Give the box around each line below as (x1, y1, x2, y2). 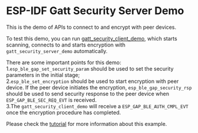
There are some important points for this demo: (6, 59, 121, 66)
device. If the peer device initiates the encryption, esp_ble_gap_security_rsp (6, 84, 192, 91)
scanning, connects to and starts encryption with (6, 41, 126, 48)
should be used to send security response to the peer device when (6, 90, 170, 97)
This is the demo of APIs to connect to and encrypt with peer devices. (6, 24, 176, 31)
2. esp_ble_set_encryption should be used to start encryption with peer (6, 78, 179, 85)
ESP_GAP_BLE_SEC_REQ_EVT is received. (6, 96, 97, 104)
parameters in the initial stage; (6, 71, 80, 78)
